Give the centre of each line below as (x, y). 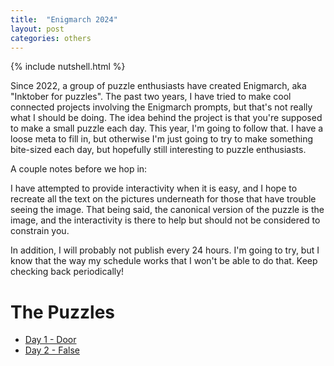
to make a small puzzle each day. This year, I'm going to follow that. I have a (167, 128)
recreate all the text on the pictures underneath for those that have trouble (163, 199)
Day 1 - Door (50, 340)
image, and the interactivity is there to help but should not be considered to (165, 220)
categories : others (51, 38)
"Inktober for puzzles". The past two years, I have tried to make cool (151, 97)
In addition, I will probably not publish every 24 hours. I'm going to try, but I (165, 250)
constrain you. (40, 231)
